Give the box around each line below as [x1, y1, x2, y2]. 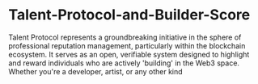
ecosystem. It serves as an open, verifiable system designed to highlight [8, 49, 250, 59]
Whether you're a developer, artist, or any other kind [8, 66, 184, 76]
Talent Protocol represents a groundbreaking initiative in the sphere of [8, 32, 242, 42]
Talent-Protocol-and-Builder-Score [8, 6, 251, 24]
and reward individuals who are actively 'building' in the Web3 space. [8, 58, 240, 68]
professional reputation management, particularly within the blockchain [8, 40, 246, 50]
